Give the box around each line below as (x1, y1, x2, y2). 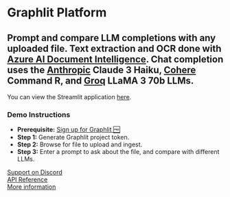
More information (7, 183, 56, 191)
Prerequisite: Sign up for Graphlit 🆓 (16, 125, 120, 134)
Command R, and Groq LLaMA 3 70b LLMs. (7, 75, 194, 86)
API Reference (7, 176, 48, 184)
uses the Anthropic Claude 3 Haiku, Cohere (7, 64, 196, 76)
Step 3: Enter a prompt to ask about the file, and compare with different (16, 148, 220, 156)
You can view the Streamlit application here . (7, 93, 132, 101)
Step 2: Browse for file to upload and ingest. (16, 140, 143, 148)
